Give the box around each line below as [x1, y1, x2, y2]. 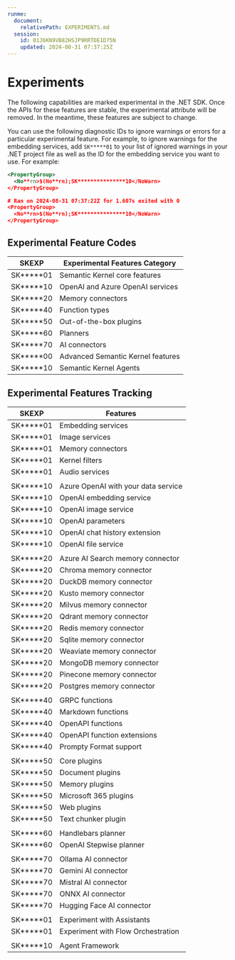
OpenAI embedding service [59, 492, 152, 502]
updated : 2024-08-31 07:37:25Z [20, 44, 113, 51]
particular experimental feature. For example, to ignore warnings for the [7, 134, 217, 143]
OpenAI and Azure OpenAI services [59, 281, 179, 291]
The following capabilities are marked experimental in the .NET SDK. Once [7, 98, 226, 106]
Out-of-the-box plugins [59, 316, 142, 326]
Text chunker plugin [59, 814, 126, 824]
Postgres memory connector [59, 681, 155, 691]
